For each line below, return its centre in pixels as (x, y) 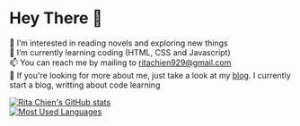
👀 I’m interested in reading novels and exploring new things (119, 43)
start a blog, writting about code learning (85, 85)
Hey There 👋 (56, 18)
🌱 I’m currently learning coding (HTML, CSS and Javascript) (120, 52)
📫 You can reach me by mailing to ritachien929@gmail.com (120, 63)
